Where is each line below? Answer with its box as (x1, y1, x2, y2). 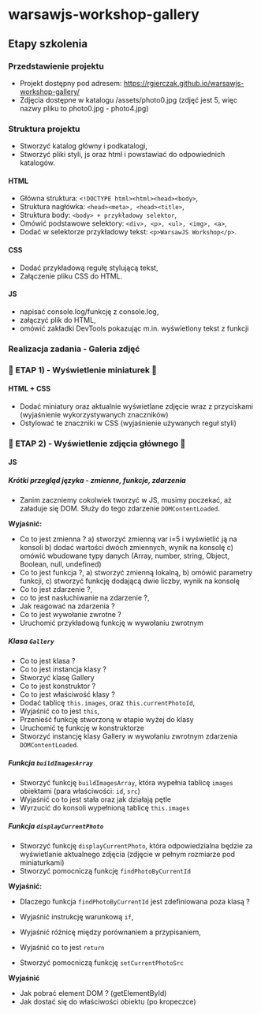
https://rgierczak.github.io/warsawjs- (123, 78, 244, 88)
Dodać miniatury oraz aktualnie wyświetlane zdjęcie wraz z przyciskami (19, 401, 254, 411)
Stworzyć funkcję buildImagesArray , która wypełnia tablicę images (19, 778, 234, 788)
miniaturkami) (19, 858, 65, 867)
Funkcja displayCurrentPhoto (8, 821, 104, 830)
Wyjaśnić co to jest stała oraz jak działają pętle (19, 795, 172, 804)
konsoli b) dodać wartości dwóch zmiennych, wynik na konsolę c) (19, 543, 234, 552)
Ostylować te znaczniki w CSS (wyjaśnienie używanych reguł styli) (19, 418, 237, 428)
